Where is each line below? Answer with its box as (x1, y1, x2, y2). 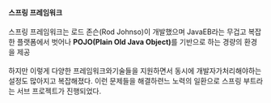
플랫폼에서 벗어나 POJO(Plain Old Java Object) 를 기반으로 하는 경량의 (16, 37, 243, 47)
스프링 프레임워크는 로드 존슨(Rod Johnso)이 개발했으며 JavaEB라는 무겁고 (8, 27, 247, 36)
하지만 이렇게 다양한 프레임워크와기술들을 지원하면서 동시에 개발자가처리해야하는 (8, 66, 262, 76)
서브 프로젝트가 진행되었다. (16, 86, 102, 97)
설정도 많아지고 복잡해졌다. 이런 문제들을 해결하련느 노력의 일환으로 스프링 (8, 76, 242, 86)
